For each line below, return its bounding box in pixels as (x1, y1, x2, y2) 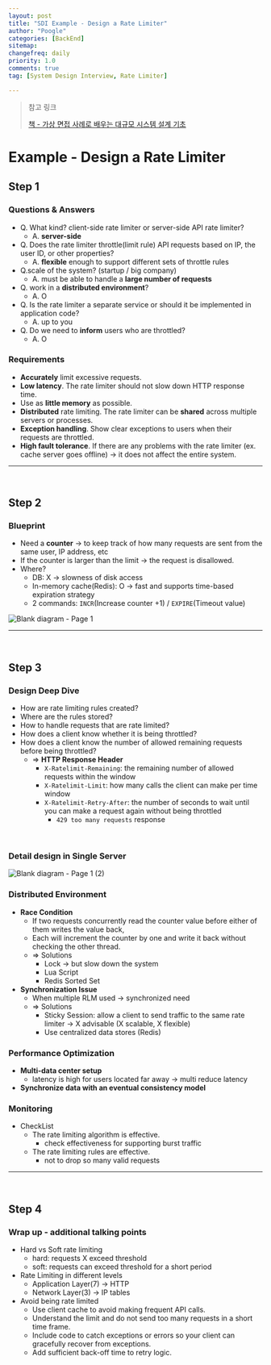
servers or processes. (19, 415, 94, 424)
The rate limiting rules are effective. (31, 1147, 151, 1157)
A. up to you (31, 316, 73, 327)
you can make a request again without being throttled (44, 806, 222, 816)
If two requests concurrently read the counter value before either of (31, 916, 258, 925)
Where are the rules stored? (19, 712, 113, 722)
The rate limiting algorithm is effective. (31, 1130, 161, 1140)
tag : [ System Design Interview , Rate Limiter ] (8, 72, 168, 80)
